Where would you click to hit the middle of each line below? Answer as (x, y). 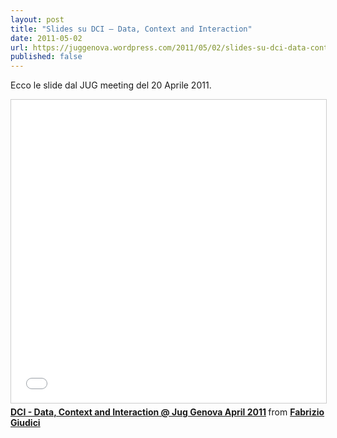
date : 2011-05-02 (46, 38)
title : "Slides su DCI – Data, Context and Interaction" (131, 29)
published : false (46, 57)
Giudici (25, 423)
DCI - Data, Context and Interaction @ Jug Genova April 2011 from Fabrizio (167, 412)
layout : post (37, 19)
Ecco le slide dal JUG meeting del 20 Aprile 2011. (111, 85)
